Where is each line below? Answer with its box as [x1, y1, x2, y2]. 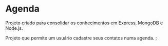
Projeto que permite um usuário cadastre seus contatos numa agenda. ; [5, 35, 157, 41]
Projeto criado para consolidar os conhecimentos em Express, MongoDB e [5, 20, 163, 26]
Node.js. [5, 25, 23, 31]
